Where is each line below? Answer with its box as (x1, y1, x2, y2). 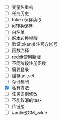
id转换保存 (11, 23, 33, 29)
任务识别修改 (11, 91, 38, 97)
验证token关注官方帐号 (11, 41, 58, 47)
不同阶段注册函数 (11, 60, 46, 66)
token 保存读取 (11, 17, 42, 23)
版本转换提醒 (11, 35, 38, 41)
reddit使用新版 (11, 54, 41, 60)
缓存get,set (11, 72, 35, 78)
